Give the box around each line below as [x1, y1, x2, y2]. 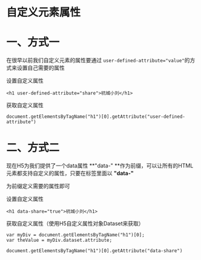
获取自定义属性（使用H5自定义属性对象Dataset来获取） [6, 220, 144, 227]
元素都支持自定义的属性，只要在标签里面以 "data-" [6, 170, 134, 177]
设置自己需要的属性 [16, 64, 65, 71]
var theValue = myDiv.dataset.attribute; [6, 237, 113, 244]
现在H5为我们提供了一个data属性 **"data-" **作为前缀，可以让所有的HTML [6, 162, 194, 169]
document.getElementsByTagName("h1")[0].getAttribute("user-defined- [6, 114, 186, 120]
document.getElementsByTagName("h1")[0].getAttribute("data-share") [6, 248, 183, 254]
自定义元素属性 [6, 5, 81, 19]
